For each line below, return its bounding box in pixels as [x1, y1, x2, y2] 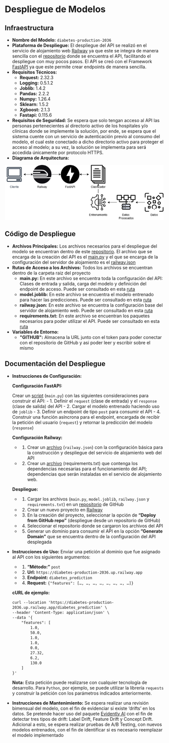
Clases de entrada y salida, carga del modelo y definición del [19, 280, 147, 287]
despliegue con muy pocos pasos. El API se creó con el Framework [12, 59, 152, 64]
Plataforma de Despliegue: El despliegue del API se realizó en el [12, 42, 147, 48]
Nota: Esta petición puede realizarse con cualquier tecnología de [12, 679, 147, 685]
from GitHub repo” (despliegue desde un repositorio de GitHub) [27, 517, 161, 523]
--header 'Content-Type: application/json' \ [12, 610, 109, 615]
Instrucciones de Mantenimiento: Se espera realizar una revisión [12, 700, 149, 706]
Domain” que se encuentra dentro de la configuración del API [27, 533, 156, 539]
